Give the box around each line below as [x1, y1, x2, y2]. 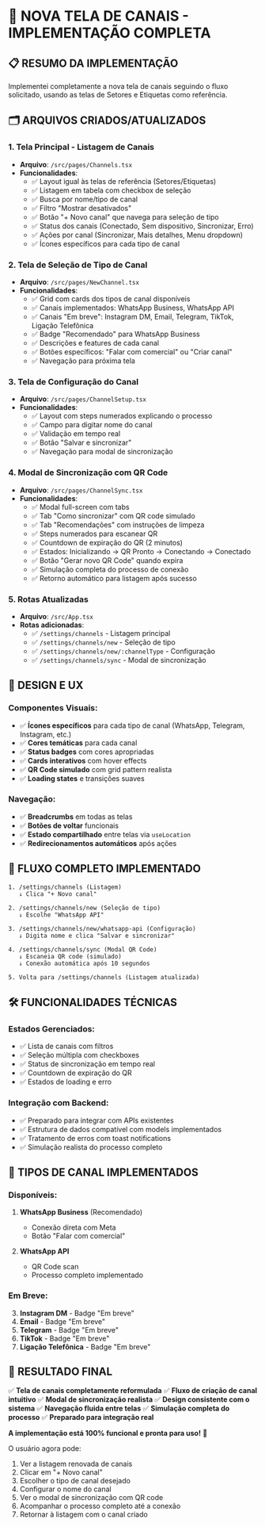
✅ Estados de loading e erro [19, 1077, 112, 1087]
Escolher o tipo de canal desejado [19, 1476, 131, 1486]
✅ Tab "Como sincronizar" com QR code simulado [31, 511, 195, 520]
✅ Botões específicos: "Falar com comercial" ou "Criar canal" [31, 346, 233, 356]
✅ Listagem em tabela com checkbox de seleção [31, 186, 191, 195]
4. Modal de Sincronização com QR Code [8, 467, 168, 478]
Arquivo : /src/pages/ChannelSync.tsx [19, 485, 143, 495]
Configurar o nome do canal [19, 1484, 112, 1494]
